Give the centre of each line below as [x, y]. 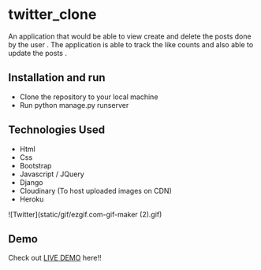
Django [31, 182]
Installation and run [57, 78]
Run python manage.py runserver [74, 105]
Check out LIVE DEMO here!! [55, 258]
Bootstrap [35, 165]
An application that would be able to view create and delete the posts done [130, 36]
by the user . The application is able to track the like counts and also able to [131, 44]
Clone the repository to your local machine [89, 97]
